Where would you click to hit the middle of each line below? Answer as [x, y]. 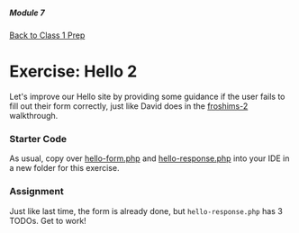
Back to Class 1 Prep [47, 35]
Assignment [37, 192]
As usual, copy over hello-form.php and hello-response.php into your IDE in [149, 158]
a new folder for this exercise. [64, 168]
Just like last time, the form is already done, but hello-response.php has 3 [146, 211]
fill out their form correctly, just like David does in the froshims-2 [129, 106]
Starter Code [38, 139]
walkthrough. [34, 115]
